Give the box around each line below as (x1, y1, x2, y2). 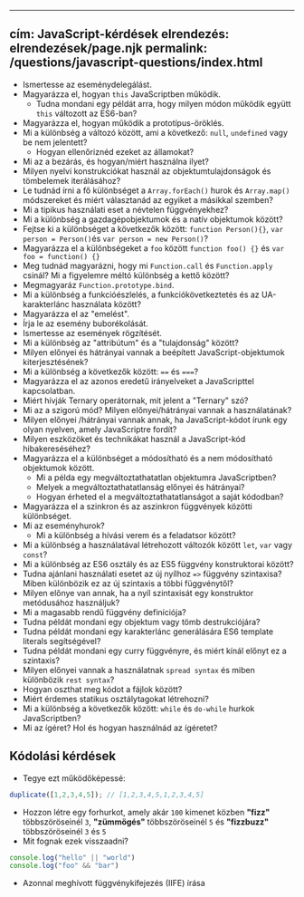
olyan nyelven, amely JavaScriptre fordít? (22, 423, 177, 435)
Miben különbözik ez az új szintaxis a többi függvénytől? (22, 577, 233, 589)
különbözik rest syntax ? (22, 674, 115, 685)
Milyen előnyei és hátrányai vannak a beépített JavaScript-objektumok (22, 346, 285, 358)
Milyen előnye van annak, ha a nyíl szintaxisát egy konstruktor (22, 587, 254, 598)
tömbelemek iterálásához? (22, 175, 121, 186)
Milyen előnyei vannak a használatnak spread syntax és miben (22, 664, 255, 675)
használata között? (71, 298, 142, 309)
